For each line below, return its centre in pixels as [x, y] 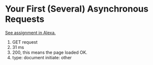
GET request [25, 42]
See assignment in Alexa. [31, 32]
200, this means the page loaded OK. [50, 52]
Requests [25, 19]
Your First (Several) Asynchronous [77, 9]
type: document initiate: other [42, 57]
